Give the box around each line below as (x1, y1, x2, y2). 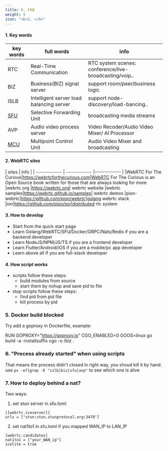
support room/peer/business (88, 80, 155, 87)
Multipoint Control (30, 137, 73, 144)
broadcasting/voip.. (88, 72, 134, 79)
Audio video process (30, 123, 79, 130)
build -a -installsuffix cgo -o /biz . (5, 338, 74, 344)
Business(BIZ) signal (30, 80, 79, 87)
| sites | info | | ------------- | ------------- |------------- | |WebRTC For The (5, 168, 161, 175)
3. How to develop (5, 212, 43, 218)
